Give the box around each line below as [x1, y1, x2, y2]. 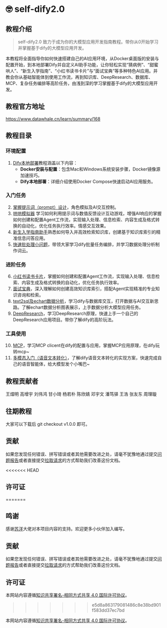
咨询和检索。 [17, 292, 44, 298]
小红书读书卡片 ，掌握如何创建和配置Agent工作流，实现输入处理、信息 [12, 274, 156, 280]
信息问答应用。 [17, 235, 48, 241]
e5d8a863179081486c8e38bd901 [92, 602, 161, 608]
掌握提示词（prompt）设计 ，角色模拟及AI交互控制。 [12, 204, 119, 210]
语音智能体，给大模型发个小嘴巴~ [21, 361, 90, 367]
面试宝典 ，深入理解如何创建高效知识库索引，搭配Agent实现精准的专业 [12, 286, 156, 292]
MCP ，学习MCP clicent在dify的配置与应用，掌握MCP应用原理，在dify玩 [12, 343, 160, 348]
